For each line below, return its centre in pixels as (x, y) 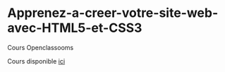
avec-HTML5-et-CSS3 (75, 28)
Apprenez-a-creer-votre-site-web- (113, 13)
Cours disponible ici (36, 61)
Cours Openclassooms (41, 47)
